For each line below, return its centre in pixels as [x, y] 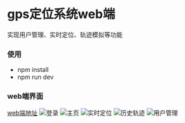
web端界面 [25, 96]
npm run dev [35, 77]
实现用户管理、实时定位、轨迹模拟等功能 [65, 35]
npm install [33, 70]
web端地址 [23, 113]
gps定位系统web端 [61, 14]
